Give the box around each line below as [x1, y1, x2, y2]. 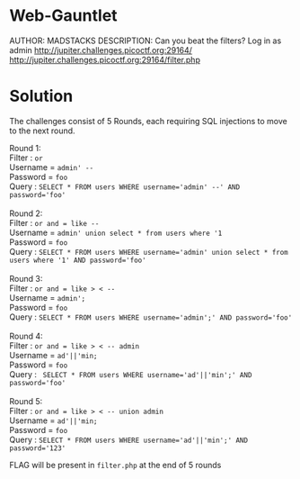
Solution [9, 86, 74, 106]
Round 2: [9, 208, 43, 219]
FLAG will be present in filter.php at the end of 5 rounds [9, 459, 222, 470]
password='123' [9, 443, 66, 453]
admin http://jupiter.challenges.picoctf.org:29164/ [9, 44, 193, 55]
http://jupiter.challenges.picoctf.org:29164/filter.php [9, 54, 200, 65]
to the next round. [9, 125, 75, 136]
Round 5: [9, 395, 43, 406]
